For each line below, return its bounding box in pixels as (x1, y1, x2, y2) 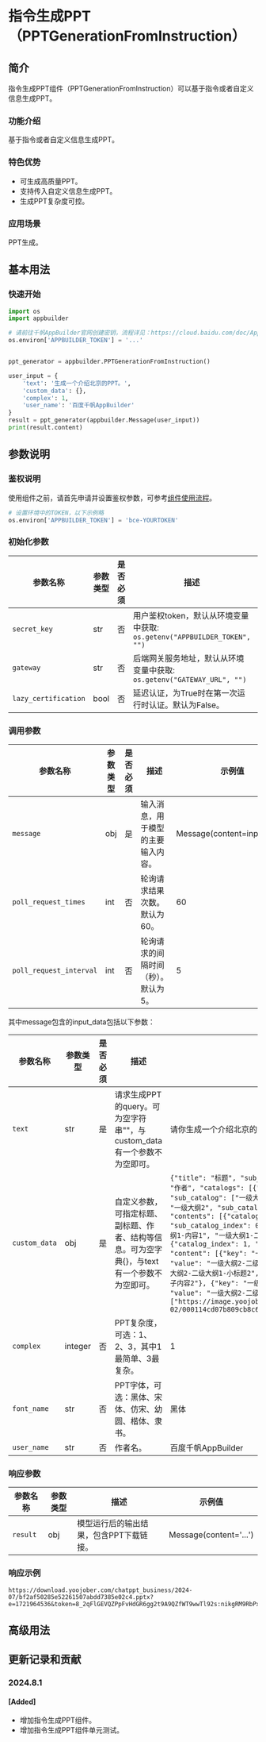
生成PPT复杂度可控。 (19, 196, 89, 206)
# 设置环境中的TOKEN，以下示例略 (8, 509, 104, 517)
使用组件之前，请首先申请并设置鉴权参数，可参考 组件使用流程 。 (8, 493, 216, 503)
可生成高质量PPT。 (19, 176, 82, 186)
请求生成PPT (114, 1089, 162, 1100)
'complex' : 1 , (22, 394, 69, 402)
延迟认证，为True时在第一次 (133, 688, 237, 699)
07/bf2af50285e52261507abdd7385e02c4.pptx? (8, 1593, 154, 1601)
